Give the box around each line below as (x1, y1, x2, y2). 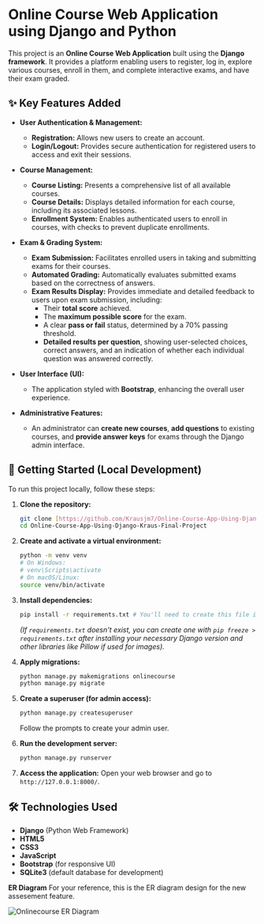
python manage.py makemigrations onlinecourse (19, 672, 176, 681)
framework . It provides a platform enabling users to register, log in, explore (8, 57, 252, 66)
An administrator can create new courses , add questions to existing (31, 423, 255, 432)
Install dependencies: (19, 595, 93, 605)
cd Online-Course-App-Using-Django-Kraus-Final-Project (19, 522, 207, 530)
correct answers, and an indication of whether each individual (43, 345, 244, 355)
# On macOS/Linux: (19, 573, 80, 582)
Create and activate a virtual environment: (19, 536, 162, 546)
